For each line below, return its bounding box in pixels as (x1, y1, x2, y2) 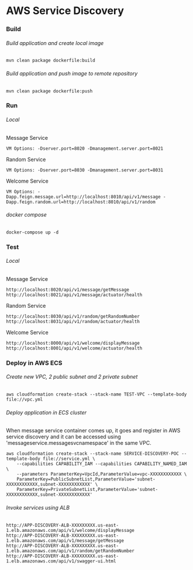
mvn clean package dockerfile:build (6, 57, 95, 64)
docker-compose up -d (6, 229, 59, 235)
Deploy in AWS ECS (6, 359, 63, 367)
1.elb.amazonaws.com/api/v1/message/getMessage (6, 537, 125, 544)
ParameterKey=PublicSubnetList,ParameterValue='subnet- (16, 476, 156, 482)
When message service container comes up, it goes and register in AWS (6, 427, 181, 434)
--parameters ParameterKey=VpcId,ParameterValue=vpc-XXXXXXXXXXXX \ (16, 471, 187, 478)
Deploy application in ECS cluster (6, 408, 87, 416)
